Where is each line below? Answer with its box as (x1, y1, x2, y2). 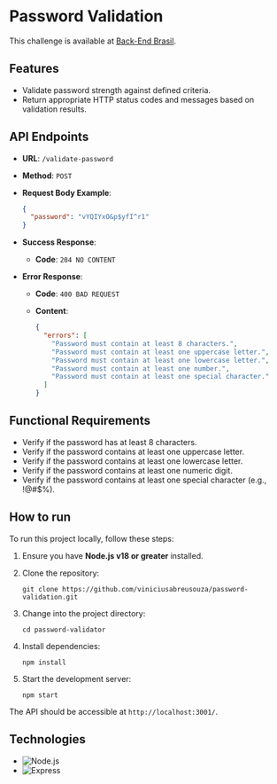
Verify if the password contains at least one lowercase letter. (21, 455, 243, 466)
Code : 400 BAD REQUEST (35, 288, 120, 299)
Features (9, 61, 59, 76)
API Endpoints (9, 129, 89, 145)
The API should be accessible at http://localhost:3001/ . (9, 706, 219, 717)
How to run (9, 510, 72, 525)
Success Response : (21, 237, 97, 247)
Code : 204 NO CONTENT (35, 255, 116, 265)
